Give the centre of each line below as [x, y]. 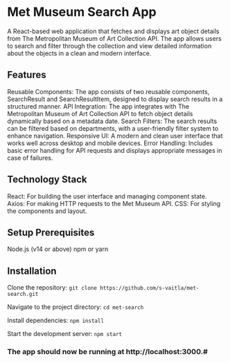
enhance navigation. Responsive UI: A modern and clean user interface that [115, 136]
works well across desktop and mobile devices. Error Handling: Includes [110, 143]
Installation [32, 271]
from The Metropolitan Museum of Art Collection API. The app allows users [114, 38]
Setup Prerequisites [51, 232]
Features [27, 75]
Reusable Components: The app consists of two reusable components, [108, 91]
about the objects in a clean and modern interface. [79, 53]
